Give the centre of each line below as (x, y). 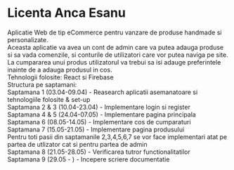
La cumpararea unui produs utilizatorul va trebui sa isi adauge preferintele (114, 62)
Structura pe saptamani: (42, 84)
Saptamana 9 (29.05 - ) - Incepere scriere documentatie (89, 159)
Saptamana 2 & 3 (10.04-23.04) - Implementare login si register (99, 107)
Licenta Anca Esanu (67, 13)
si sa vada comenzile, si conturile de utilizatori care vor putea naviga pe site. (118, 55)
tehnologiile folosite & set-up (49, 99)
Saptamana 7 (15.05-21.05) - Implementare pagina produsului (96, 129)
